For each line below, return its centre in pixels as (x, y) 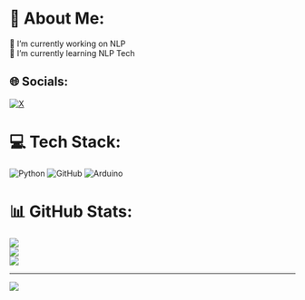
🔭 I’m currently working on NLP (68, 44)
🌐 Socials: (39, 82)
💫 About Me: (57, 19)
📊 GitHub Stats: (71, 211)
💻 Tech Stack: (65, 142)
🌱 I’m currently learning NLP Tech (72, 53)
